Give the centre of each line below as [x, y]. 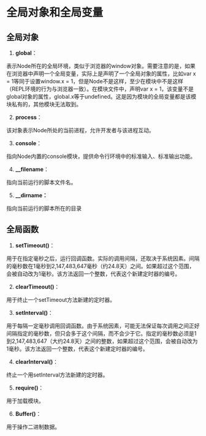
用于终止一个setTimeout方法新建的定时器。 [61, 299]
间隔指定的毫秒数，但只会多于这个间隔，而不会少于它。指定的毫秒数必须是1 [101, 333]
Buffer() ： [28, 413]
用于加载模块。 [25, 400]
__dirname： [31, 195]
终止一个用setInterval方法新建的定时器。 [57, 375]
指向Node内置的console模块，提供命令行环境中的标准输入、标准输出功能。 [101, 156]
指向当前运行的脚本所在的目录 [44, 208]
